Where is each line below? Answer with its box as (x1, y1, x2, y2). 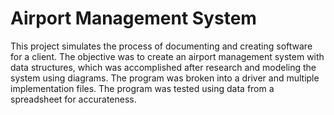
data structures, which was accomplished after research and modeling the (10, 61, 317, 73)
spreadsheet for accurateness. (10, 93, 137, 105)
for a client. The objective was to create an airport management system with (10, 50, 325, 62)
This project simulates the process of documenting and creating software (10, 40, 313, 52)
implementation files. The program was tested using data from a (10, 82, 275, 94)
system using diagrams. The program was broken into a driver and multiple (10, 72, 320, 84)
